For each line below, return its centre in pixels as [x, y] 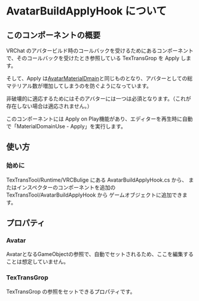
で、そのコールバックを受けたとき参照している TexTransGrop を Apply [93, 58]
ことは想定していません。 [38, 262]
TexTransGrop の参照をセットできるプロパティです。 [71, 291]
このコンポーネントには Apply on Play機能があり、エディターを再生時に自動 [99, 119]
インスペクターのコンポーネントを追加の [66, 187]
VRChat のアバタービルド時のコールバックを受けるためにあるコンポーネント [100, 51]
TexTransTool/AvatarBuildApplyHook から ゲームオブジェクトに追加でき [94, 195]
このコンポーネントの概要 [53, 35]
